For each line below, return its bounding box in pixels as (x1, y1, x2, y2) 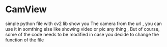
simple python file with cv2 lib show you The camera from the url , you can (5, 20, 162, 27)
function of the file (5, 37, 44, 43)
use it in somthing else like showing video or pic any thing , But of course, (5, 26, 160, 32)
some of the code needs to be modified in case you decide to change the (5, 31, 159, 37)
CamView (5, 4, 47, 15)
